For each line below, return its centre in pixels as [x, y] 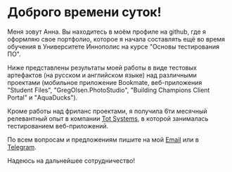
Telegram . [22, 147]
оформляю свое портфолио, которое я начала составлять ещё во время [116, 39]
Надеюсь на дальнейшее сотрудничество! [71, 160]
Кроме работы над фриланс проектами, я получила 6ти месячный [107, 111]
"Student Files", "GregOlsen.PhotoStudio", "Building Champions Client [109, 90]
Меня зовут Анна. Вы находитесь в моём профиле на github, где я [107, 32]
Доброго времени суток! [84, 12]
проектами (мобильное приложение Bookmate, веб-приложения [105, 82]
